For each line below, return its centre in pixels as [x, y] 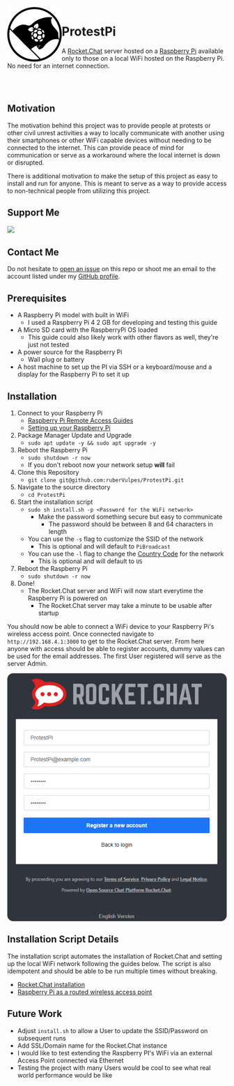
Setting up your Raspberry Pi [69, 428]
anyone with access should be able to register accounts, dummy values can [116, 649]
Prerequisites [37, 298]
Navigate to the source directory [64, 487]
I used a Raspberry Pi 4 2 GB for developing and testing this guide [123, 323]
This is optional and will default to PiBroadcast [104, 546]
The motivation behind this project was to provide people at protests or [109, 125]
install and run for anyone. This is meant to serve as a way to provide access [117, 183]
